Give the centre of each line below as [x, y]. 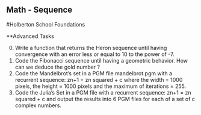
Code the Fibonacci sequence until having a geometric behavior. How [101, 60]
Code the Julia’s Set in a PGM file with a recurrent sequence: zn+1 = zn [103, 92]
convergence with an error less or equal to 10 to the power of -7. [94, 54]
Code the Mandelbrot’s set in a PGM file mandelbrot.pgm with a [94, 73]
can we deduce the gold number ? [57, 67]
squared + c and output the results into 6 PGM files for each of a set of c [105, 99]
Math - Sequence [39, 10]
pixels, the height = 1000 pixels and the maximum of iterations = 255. [100, 86]
